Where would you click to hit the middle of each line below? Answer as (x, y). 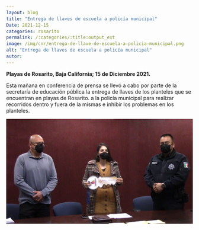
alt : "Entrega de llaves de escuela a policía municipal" (79, 50)
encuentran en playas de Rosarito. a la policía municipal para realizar (90, 98)
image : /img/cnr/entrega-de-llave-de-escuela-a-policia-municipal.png (95, 44)
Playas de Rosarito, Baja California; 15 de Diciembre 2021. (78, 74)
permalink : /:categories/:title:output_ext (61, 38)
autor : (14, 56)
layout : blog (22, 12)
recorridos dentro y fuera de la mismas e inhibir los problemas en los (90, 104)
